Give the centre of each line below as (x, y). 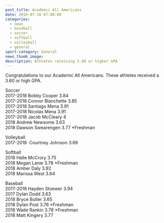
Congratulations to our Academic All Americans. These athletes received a (82, 75)
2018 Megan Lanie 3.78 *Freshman (42, 163)
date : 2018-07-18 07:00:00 (33, 15)
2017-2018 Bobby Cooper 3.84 (37, 96)
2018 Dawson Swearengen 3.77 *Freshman (50, 128)
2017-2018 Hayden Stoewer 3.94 (39, 189)
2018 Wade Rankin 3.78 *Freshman (42, 210)
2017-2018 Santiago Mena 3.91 (37, 106)
